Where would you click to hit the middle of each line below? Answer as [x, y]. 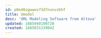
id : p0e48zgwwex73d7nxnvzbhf [35, 10]
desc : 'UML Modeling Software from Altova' [51, 19]
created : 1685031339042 [30, 28]
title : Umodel [20, 14]
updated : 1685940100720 [30, 23]
